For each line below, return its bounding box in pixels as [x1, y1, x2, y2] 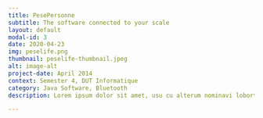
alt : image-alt [8, 63, 58, 70]
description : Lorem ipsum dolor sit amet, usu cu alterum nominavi [8, 91, 233, 99]
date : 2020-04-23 [8, 41, 65, 48]
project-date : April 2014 [8, 70, 92, 77]
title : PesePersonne [8, 11, 76, 20]
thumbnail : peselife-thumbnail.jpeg [8, 55, 128, 63]
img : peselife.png [8, 48, 68, 55]
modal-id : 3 [8, 33, 47, 41]
